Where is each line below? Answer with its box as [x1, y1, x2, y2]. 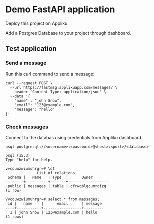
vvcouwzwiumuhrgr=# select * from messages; [5, 197, 100, 202]
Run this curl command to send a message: [5, 71, 95, 77]
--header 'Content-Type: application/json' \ [10, 89, 107, 94]
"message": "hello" [14, 107, 55, 112]
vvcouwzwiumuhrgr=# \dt [5, 166, 55, 171]
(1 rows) [5, 214, 24, 219]
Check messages [5, 123, 49, 130]
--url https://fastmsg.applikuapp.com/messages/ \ [10, 85, 118, 90]
